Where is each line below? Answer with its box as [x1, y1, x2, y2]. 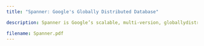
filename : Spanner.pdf [6, 30, 64, 36]
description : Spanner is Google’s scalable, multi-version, [6, 19, 162, 26]
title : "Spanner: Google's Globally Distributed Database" [6, 8, 159, 15]
